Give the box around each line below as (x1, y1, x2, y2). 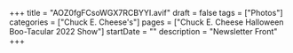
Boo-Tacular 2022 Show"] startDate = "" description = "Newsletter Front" (9, 26, 278, 36)
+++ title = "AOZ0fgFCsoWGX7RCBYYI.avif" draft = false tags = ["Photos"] (9, 8, 283, 18)
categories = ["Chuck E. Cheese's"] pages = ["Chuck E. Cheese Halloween (9, 17, 284, 27)
